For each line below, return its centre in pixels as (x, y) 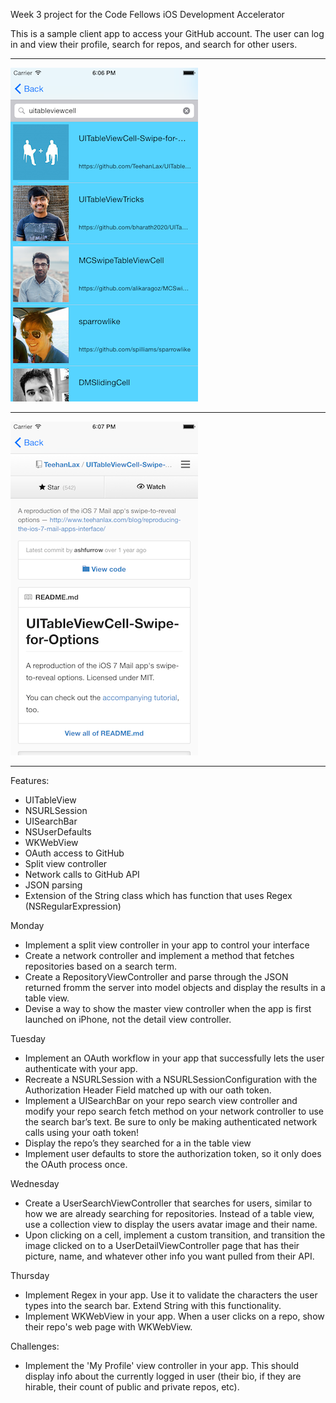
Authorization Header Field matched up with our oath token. (148, 1090)
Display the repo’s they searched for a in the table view (138, 1143)
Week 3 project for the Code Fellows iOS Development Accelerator (147, 14)
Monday (27, 925)
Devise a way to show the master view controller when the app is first (168, 1008)
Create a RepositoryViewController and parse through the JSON (156, 977)
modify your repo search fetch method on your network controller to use (174, 1111)
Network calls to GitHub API (82, 874)
